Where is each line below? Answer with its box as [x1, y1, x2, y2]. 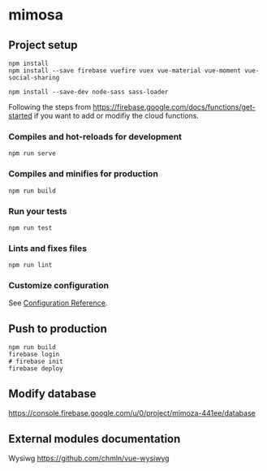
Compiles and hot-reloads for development [8, 131, 183, 142]
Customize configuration [8, 280, 110, 292]
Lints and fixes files [8, 242, 88, 253]
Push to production [8, 322, 107, 335]
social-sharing [8, 74, 60, 82]
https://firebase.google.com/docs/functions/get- [93, 102, 256, 111]
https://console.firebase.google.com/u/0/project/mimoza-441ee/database [8, 408, 256, 418]
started [8, 111, 32, 120]
